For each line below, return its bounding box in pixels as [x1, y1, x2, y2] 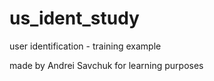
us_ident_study [9, 7, 140, 30]
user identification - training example [9, 40, 162, 52]
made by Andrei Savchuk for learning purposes [9, 59, 204, 71]
